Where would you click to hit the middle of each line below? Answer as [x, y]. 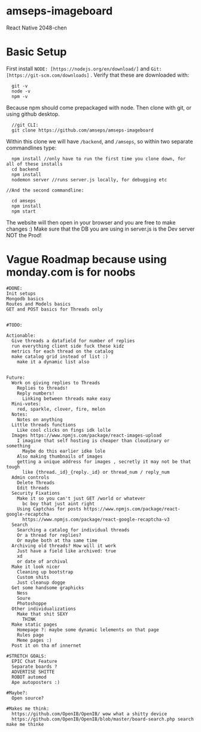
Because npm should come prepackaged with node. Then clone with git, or [99, 107]
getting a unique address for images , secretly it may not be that [104, 461]
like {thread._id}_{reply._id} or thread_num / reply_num [96, 472]
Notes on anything [40, 419]
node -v [21, 91]
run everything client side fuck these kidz [68, 346]
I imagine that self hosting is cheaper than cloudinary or [93, 440]
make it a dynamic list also [53, 361]
